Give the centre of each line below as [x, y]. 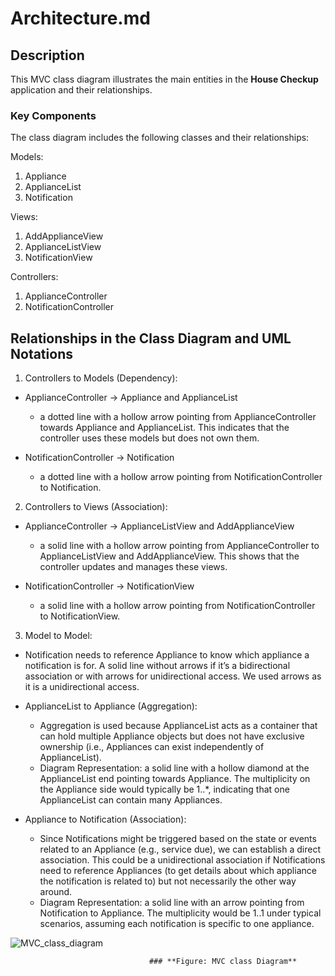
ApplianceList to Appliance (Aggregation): [111, 706]
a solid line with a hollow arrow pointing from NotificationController [177, 606]
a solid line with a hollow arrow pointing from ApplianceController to [179, 546]
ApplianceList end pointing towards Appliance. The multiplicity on [175, 779]
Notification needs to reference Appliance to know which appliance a [167, 655]
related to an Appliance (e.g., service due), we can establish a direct [180, 849]
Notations [41, 353]
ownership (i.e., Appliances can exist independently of [152, 747]
